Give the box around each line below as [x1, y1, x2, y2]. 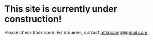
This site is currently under [4, 3, 118, 14]
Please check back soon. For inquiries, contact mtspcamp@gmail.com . [4, 29, 149, 35]
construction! [4, 13, 62, 25]
